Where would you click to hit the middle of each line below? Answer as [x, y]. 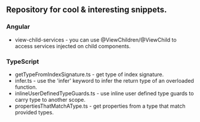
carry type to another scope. [50, 99]
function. [26, 87]
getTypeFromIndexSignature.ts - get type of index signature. [89, 74]
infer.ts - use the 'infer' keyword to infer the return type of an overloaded [104, 80]
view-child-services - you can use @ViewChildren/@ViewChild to [96, 40]
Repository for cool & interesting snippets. [87, 10]
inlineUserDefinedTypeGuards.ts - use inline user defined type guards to [104, 93]
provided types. [34, 112]
